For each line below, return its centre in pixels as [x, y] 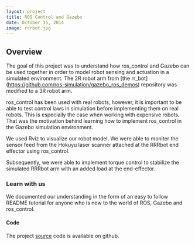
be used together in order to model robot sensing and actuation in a [88, 72]
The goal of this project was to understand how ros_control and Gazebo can [98, 66]
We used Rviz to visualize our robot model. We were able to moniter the [92, 139]
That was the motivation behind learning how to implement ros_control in [94, 121]
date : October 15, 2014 [35, 22]
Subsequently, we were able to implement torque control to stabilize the [93, 163]
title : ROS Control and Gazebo [44, 17]
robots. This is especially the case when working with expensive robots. [93, 115]
